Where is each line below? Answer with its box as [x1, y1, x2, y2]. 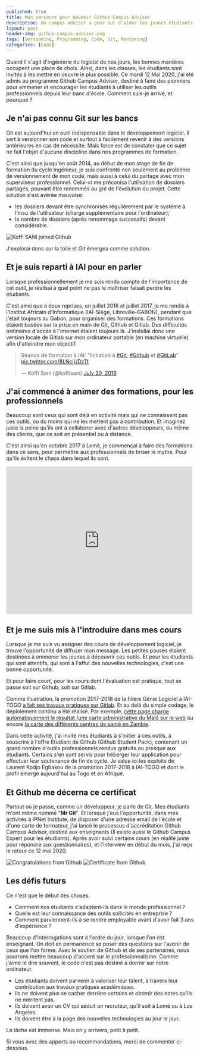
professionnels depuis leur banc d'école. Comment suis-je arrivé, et [6, 90, 173, 97]
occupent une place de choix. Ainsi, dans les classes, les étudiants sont [6, 64, 183, 71]
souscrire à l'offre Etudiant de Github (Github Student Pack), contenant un [6, 738, 187, 745]
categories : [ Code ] [6, 42, 55, 48]
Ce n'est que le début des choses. [6, 892, 90, 899]
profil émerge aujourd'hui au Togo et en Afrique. [6, 770, 125, 777]
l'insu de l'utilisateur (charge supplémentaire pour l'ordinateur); [14, 209, 170, 216]
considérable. [14, 221, 49, 229]
